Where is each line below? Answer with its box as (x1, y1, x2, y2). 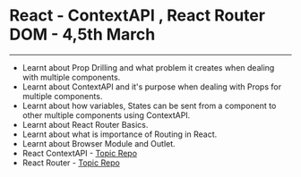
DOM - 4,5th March (9, 24, 156, 45)
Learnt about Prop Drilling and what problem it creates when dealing (21, 62, 275, 72)
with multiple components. (21, 72, 121, 82)
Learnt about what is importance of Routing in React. (21, 129, 218, 139)
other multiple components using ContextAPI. (21, 109, 191, 121)
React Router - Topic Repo (21, 157, 121, 168)
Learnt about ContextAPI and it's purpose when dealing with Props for (21, 81, 282, 92)
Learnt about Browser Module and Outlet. (21, 138, 176, 148)
